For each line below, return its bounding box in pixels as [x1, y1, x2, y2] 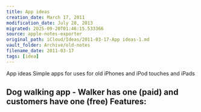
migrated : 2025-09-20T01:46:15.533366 [6, 25, 104, 32]
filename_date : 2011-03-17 [6, 48, 74, 54]
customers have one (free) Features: [6, 96, 147, 107]
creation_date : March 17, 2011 [6, 14, 85, 20]
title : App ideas [6, 8, 50, 15]
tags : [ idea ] [6, 53, 39, 59]
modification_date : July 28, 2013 [6, 20, 94, 26]
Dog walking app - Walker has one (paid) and [6, 87, 179, 98]
